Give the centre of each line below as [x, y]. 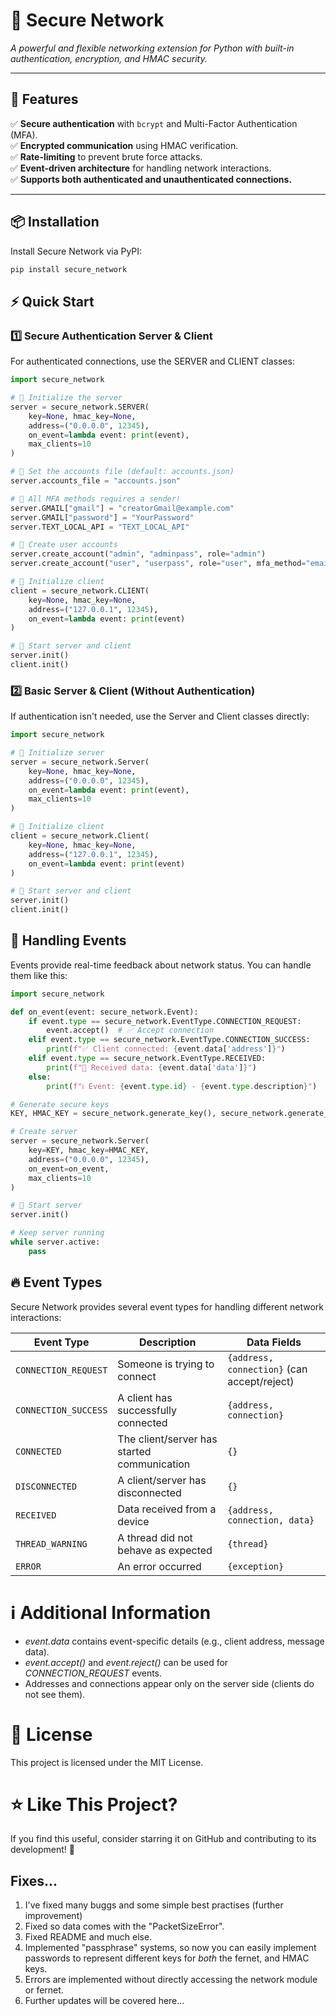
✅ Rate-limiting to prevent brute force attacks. [106, 156]
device [133, 1521]
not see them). [55, 1694]
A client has [145, 1397]
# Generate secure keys [60, 1104]
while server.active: [55, 1242]
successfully [147, 1410]
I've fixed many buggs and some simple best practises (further [154, 1905]
